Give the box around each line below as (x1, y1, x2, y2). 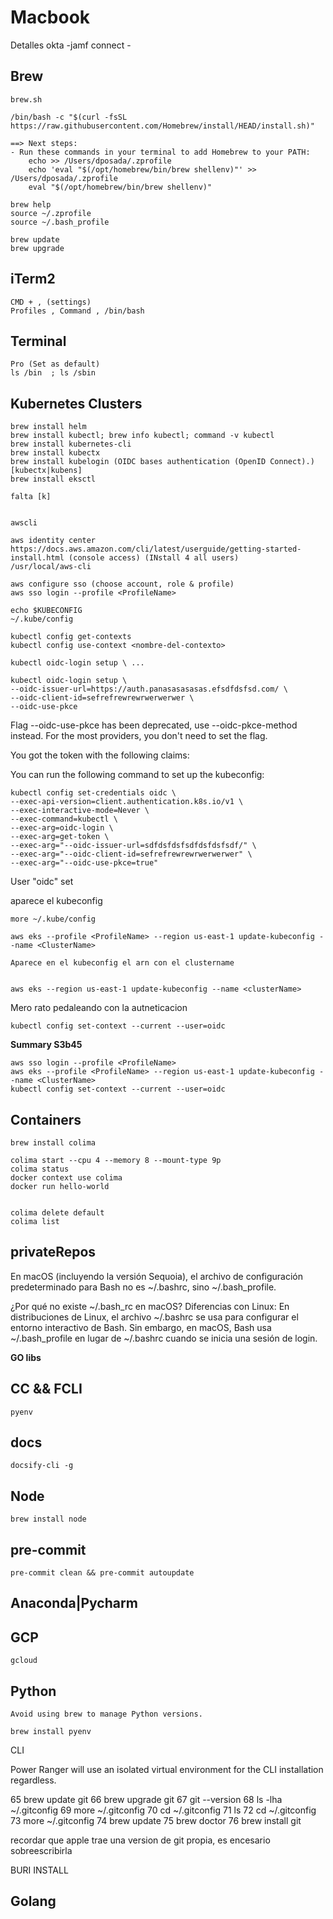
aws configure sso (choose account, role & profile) (10, 579, 235, 590)
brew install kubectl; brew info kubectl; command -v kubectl (10, 431, 275, 441)
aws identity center (10, 536, 97, 546)
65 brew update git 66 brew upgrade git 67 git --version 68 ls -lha (10, 1794, 283, 1806)
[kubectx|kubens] (10, 466, 83, 476)
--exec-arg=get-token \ (10, 832, 110, 842)
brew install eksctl (10, 474, 97, 485)
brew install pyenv (10, 1727, 92, 1737)
